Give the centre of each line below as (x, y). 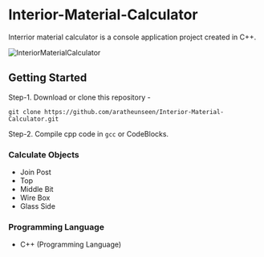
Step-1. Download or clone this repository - (79, 97)
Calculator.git (34, 119)
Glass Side (38, 206)
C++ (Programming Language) (71, 245)
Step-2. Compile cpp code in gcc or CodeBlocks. (89, 133)
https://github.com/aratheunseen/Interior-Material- (134, 112)
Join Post (36, 172)
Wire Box (35, 198)
